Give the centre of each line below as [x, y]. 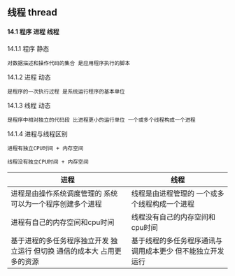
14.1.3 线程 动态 [29, 105]
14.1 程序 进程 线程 [33, 31]
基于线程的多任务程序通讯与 [177, 240]
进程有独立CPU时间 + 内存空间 [45, 148]
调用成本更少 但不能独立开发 [178, 251]
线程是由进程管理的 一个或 [174, 193]
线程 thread [32, 13]
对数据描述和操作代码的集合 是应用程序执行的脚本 [69, 63]
